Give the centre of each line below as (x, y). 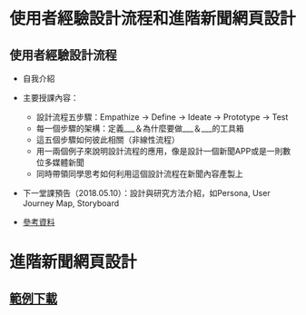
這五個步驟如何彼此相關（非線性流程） (108, 140)
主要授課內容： (50, 98)
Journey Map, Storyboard (71, 203)
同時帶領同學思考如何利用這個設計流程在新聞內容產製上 (139, 174)
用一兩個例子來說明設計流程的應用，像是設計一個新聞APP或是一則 (159, 151)
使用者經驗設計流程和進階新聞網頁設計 (153, 19)
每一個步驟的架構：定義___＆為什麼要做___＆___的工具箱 (140, 128)
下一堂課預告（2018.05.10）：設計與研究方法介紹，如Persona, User (146, 193)
